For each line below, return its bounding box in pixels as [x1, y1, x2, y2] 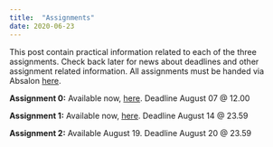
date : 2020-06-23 [9, 22, 75, 31]
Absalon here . [9, 75, 61, 86]
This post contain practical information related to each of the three [9, 46, 258, 57]
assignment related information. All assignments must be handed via [9, 65, 265, 77]
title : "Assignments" [9, 13, 95, 23]
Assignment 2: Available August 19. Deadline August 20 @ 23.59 [9, 127, 251, 138]
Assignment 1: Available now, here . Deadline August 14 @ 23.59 [9, 110, 249, 121]
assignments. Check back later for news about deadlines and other [9, 56, 259, 67]
